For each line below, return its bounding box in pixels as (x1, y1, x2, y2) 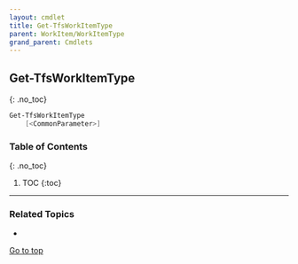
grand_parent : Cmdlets (9, 37, 93, 47)
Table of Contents (9, 140, 89, 152)
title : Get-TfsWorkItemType (9, 21, 114, 30)
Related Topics (9, 208, 75, 221)
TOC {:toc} (21, 178, 62, 189)
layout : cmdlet (9, 12, 66, 22)
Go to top (9, 245, 43, 256)
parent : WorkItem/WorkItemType (9, 29, 125, 38)
